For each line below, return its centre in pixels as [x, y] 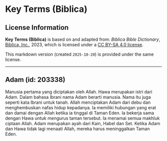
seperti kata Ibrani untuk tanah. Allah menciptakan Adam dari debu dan [78, 102]
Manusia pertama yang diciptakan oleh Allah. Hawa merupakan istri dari [79, 92]
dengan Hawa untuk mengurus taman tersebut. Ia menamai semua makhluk [83, 118]
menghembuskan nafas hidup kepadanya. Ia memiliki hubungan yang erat [81, 107]
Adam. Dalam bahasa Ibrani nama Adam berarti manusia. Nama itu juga [78, 97]
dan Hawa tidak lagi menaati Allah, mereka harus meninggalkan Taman [78, 129]
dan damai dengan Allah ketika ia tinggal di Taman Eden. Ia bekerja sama [80, 113]
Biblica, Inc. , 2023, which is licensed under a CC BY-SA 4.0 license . [74, 45]
